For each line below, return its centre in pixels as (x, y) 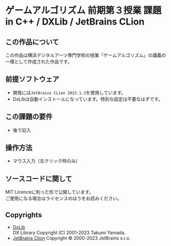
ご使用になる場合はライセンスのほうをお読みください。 (63, 198)
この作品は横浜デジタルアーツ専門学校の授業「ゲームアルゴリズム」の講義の (86, 55)
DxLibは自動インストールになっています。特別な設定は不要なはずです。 (88, 99)
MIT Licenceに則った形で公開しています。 (49, 192)
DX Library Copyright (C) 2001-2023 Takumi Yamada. (69, 233)
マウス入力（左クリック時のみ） (46, 161)
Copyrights (24, 215)
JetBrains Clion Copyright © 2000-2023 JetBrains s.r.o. (71, 238)
